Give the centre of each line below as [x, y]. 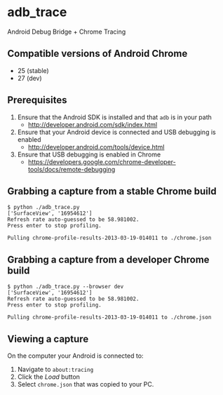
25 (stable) [33, 70]
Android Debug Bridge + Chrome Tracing [67, 32]
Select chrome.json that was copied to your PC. [86, 384]
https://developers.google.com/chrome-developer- [102, 161]
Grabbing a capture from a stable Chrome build [112, 191]
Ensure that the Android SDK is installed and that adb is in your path [115, 117]
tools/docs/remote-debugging [72, 169]
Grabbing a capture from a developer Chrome [108, 259]
